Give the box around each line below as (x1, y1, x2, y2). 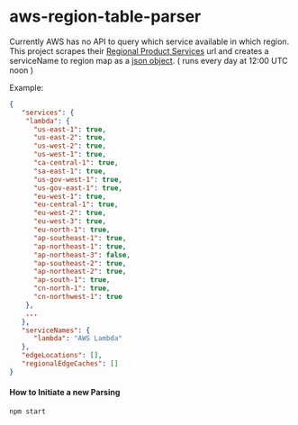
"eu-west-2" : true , (32, 209, 106, 218)
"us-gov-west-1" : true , (32, 175, 123, 184)
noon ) (9, 65, 34, 76)
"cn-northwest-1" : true (32, 293, 123, 302)
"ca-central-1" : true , (32, 158, 119, 167)
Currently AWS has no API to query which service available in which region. (9, 36, 290, 47)
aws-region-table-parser (9, 6, 202, 27)
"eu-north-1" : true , (32, 225, 111, 235)
